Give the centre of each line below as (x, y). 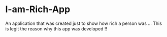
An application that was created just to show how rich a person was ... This (84, 23)
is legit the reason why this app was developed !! (56, 28)
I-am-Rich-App (38, 9)
